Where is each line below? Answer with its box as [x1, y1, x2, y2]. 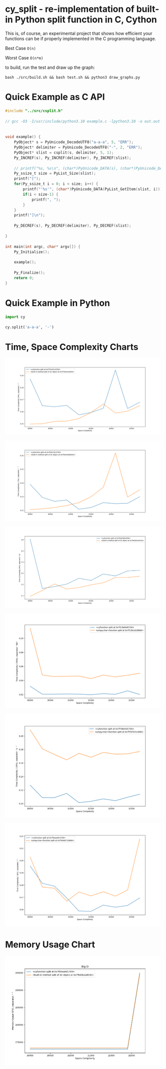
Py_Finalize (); [14, 270, 45, 275]
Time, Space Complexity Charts [5, 342, 138, 353]
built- [136, 3, 160, 15]
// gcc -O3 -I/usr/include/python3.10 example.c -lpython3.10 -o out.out [5, 119, 161, 124]
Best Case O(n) [5, 45, 36, 51]
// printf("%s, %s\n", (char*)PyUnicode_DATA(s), [14, 166, 119, 171]
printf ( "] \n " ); [14, 213, 45, 218]
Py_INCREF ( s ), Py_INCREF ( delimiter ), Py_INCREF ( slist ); [14, 155, 132, 160]
